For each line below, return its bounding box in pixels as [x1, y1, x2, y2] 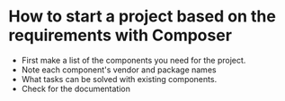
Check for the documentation [21, 83, 131, 94]
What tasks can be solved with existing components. [21, 73, 218, 84]
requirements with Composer [8, 25, 233, 46]
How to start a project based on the [8, 6, 276, 27]
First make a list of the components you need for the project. [21, 55, 246, 65]
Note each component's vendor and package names [21, 64, 217, 75]
